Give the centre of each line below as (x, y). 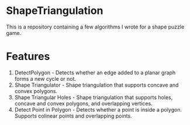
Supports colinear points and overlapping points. (73, 116)
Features (28, 57)
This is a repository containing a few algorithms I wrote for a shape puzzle (95, 27)
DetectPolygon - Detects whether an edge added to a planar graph (95, 72)
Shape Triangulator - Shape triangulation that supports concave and (96, 85)
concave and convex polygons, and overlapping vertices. (84, 103)
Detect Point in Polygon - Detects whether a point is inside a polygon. (98, 109)
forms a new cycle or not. (45, 78)
